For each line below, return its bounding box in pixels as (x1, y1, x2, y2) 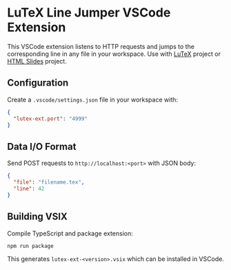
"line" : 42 (13, 185, 45, 192)
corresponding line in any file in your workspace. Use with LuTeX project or (7, 50, 221, 58)
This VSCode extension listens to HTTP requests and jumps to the (7, 42, 195, 50)
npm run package (7, 242, 54, 249)
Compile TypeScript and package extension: (7, 229, 133, 238)
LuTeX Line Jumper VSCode (7, 5, 171, 21)
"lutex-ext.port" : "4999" (13, 115, 88, 122)
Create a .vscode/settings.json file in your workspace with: (7, 95, 178, 104)
